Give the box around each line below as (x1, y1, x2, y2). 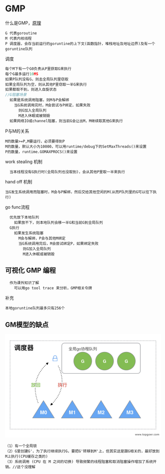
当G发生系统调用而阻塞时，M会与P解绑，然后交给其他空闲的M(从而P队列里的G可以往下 (5, 189, 153, 194)
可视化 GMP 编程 (5, 266, 56, 274)
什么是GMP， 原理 (5, 20, 41, 26)
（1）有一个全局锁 (5, 443, 37, 449)
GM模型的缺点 (5, 320, 49, 329)
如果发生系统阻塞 (14, 230, 43, 235)
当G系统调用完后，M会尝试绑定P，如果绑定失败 (18, 241, 99, 246)
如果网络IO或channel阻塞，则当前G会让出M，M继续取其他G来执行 (9, 118, 123, 124)
